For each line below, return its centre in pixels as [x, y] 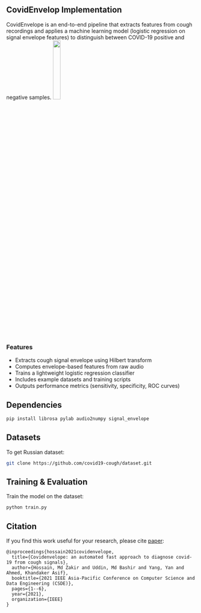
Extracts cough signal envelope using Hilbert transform [83, 360]
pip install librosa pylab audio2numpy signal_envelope [78, 419]
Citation [22, 526]
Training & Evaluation [47, 482]
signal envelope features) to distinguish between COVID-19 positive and [95, 37]
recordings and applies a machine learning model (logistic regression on [96, 31]
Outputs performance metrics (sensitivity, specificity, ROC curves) [97, 386]
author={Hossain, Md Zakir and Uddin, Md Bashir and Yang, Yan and [98, 567]
